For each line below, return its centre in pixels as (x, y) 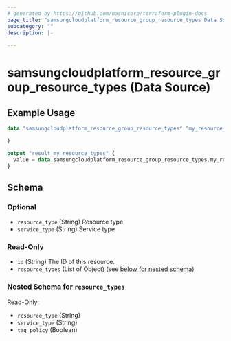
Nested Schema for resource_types (66, 287)
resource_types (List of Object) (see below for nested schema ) (106, 269)
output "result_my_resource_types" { (61, 153)
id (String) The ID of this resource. (66, 262)
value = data (32, 160)
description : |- (30, 33)
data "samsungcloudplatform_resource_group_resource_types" (95, 129)
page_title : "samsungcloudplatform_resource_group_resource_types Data (112, 20)
